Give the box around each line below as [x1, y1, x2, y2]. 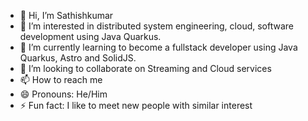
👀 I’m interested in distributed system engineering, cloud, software [19, 20, 294, 32]
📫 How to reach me [19, 74, 103, 85]
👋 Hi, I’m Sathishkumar [19, 10, 114, 21]
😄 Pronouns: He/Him [19, 88, 108, 100]
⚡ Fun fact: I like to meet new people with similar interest [19, 100, 253, 111]
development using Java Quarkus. [19, 31, 162, 42]
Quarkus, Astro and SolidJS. [19, 52, 137, 64]
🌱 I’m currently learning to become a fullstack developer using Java [19, 41, 298, 53]
